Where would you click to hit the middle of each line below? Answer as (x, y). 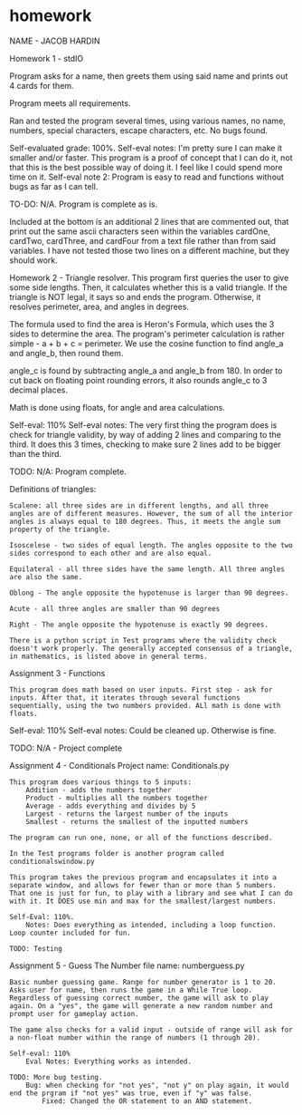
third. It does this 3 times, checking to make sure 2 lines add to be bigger (146, 444)
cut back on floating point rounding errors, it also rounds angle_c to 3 (138, 380)
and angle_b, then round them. (66, 353)
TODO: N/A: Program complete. (68, 471)
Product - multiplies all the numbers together (117, 798)
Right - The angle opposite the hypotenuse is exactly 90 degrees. (139, 625)
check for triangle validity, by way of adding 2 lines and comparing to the (146, 434)
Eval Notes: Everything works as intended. (109, 1062)
